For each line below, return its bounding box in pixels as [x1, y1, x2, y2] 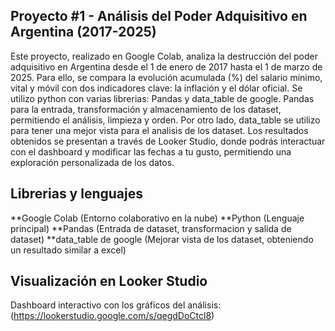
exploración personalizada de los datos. [10, 156, 175, 168]
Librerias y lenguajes [10, 185, 143, 203]
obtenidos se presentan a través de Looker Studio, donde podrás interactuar [10, 135, 326, 147]
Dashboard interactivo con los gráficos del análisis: [10, 299, 222, 311]
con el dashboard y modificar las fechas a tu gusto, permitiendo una [10, 145, 292, 158]
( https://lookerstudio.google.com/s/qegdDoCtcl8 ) [10, 310, 215, 322]
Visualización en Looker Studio [10, 273, 208, 290]
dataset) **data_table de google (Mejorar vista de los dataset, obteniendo [10, 233, 314, 245]
